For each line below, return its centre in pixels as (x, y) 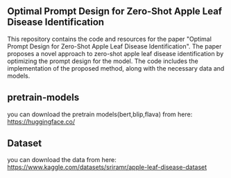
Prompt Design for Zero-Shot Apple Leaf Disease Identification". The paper (114, 46)
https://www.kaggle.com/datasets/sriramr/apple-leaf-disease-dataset (107, 167)
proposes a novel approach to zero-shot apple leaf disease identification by (115, 53)
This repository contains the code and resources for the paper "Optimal (109, 39)
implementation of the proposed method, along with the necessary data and (116, 68)
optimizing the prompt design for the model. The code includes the (103, 61)
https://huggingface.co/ (41, 121)
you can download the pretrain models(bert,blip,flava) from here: (100, 114)
